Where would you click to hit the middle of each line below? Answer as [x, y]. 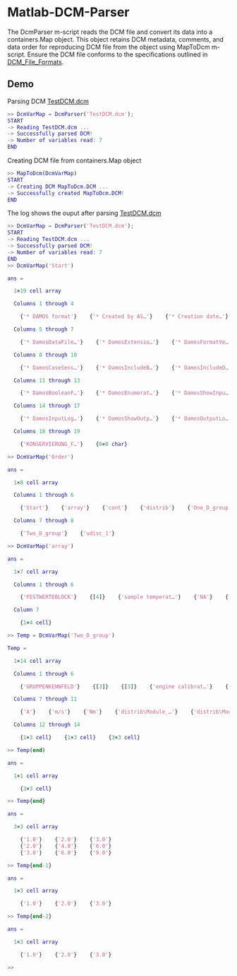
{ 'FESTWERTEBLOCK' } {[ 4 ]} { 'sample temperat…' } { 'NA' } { [124, 597]
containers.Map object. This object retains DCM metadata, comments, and [116, 39]
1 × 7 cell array [36, 572]
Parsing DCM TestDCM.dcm [48, 101]
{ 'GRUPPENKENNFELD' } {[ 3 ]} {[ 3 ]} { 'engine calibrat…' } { [124, 686]
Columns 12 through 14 [47, 725]
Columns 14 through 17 [47, 406]
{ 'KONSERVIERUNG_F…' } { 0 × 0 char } [74, 444]
